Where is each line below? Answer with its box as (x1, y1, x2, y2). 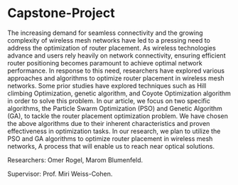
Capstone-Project (7, 5, 115, 21)
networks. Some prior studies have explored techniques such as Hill (7, 81, 207, 90)
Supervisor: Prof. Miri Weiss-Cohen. (7, 169, 113, 178)
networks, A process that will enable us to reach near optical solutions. (7, 142, 215, 150)
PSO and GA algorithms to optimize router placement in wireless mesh (7, 134, 213, 143)
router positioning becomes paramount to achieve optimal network (7, 58, 202, 67)
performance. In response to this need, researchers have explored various (7, 66, 225, 75)
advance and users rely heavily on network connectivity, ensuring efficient (7, 51, 226, 60)
